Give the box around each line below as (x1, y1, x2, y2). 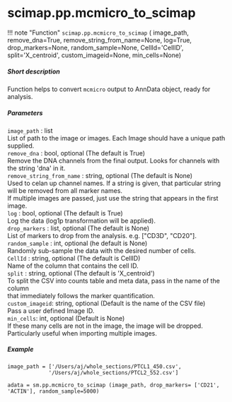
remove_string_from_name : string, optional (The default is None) (7, 171, 193, 179)
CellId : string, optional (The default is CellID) (7, 254, 141, 262)
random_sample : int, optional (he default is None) (7, 239, 148, 247)
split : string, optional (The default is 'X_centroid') (7, 268, 156, 277)
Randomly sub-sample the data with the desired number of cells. (7, 246, 197, 255)
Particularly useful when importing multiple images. (7, 329, 158, 337)
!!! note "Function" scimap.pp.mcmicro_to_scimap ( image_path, (7, 28, 190, 37)
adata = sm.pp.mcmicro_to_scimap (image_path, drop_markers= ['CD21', (7, 382, 220, 389)
